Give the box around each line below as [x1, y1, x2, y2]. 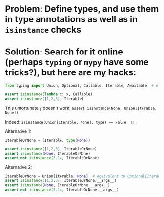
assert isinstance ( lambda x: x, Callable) [5, 92, 93, 97]
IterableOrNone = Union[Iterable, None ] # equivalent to [5, 174, 125, 179]
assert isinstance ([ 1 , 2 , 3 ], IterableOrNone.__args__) [5, 179, 117, 183]
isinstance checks [5, 24, 82, 35]
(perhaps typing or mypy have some [5, 57, 149, 68]
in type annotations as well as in [5, 14, 138, 25]
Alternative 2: [5, 164, 32, 170]
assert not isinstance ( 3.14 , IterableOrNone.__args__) [5, 187, 119, 192]
